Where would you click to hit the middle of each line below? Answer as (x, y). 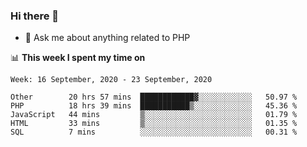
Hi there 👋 (35, 16)
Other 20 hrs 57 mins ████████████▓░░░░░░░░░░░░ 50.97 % (154, 97)
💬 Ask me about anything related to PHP (107, 38)
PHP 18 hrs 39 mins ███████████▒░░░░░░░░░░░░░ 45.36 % (154, 106)
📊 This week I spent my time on (78, 58)
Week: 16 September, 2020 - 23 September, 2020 (111, 80)
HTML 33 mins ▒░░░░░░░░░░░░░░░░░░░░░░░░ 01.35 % (154, 124)
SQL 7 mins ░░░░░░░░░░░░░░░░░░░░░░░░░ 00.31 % (154, 132)
